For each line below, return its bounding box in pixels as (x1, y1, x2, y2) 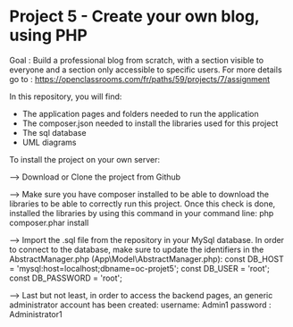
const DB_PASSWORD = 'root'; (9, 272, 123, 283)
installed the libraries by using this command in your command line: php (9, 207, 274, 218)
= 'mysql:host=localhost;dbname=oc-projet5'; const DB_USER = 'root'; (9, 263, 270, 273)
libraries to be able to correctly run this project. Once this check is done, (9, 198, 276, 209)
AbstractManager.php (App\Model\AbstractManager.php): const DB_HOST (9, 253, 284, 264)
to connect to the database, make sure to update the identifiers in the (9, 244, 264, 255)
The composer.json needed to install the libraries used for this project (21, 118, 279, 129)
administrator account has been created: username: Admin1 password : (9, 299, 272, 310)
